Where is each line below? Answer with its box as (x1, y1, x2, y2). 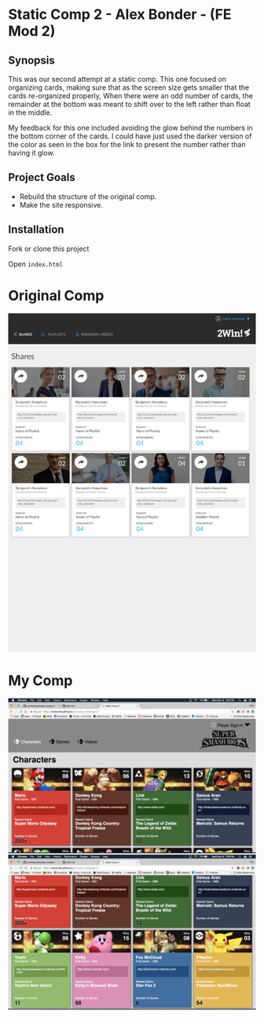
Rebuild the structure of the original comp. (19, 191, 157, 201)
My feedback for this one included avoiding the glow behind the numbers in (8, 124, 253, 132)
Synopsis (8, 53, 55, 67)
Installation (8, 223, 64, 237)
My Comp (8, 671, 73, 689)
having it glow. (8, 148, 55, 157)
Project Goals (8, 171, 76, 184)
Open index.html (8, 259, 64, 268)
